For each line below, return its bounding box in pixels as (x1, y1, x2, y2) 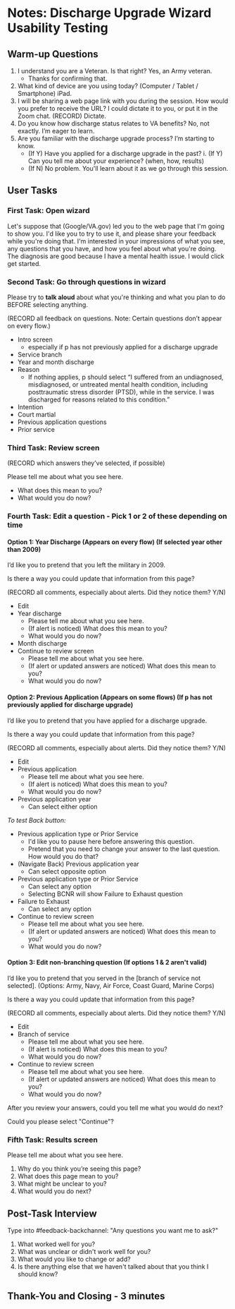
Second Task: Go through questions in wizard (7, 277, 167, 286)
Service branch (17, 350, 63, 358)
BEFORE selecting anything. (7, 300, 88, 308)
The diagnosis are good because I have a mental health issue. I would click (7, 252, 224, 260)
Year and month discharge (17, 358, 95, 366)
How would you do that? (27, 852, 99, 860)
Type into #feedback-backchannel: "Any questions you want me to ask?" (7, 1226, 219, 1234)
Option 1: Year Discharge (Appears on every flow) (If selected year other (7, 538, 223, 546)
